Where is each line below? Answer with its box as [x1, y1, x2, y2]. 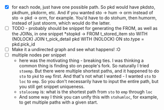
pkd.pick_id [11, 41, 35, 47]
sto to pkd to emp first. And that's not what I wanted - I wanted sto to [19, 73, 157, 79]
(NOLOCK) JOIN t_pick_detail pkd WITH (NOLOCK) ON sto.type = [11, 36, 144, 42]
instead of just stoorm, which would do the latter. [11, 20, 111, 26]
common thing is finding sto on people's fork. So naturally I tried [19, 63, 149, 69]
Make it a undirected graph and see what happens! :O [11, 47, 121, 53]
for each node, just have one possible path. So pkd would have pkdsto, [11, 4, 156, 10]
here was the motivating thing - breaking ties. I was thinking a [19, 57, 144, 63]
